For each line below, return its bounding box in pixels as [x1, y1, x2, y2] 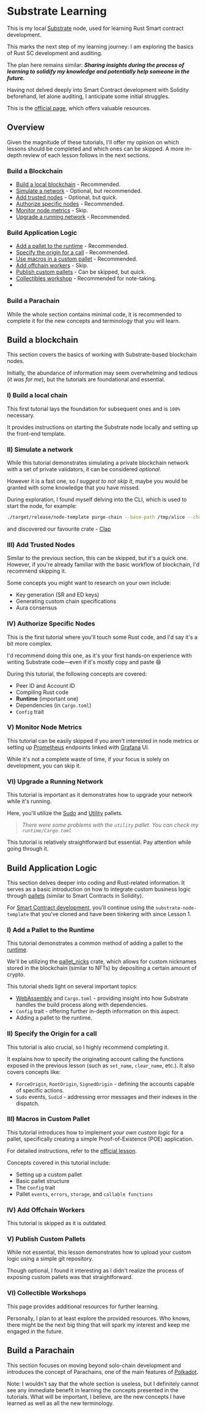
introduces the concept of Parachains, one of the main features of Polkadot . [7, 1368, 199, 1375]
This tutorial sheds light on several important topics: [7, 983, 138, 990]
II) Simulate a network [7, 445, 73, 453]
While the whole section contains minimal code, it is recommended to [7, 310, 182, 318]
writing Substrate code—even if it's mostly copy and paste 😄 [7, 658, 161, 665]
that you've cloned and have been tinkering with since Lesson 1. [30, 910, 192, 917]
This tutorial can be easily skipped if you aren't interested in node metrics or [7, 737, 199, 744]
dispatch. [15, 1100, 40, 1107]
